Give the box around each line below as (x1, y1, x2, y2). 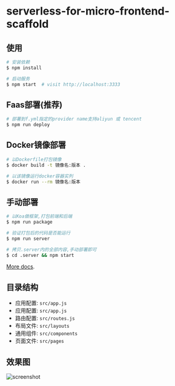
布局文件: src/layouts (15, 322, 70, 330)
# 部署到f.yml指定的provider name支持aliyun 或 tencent (6, 116, 142, 122)
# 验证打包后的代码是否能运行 (6, 230, 71, 236)
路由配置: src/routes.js (15, 314, 75, 322)
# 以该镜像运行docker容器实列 (6, 173, 74, 179)
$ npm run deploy (6, 122, 50, 128)
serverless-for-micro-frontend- (6, 4, 170, 18)
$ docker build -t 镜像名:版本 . (6, 162, 86, 168)
